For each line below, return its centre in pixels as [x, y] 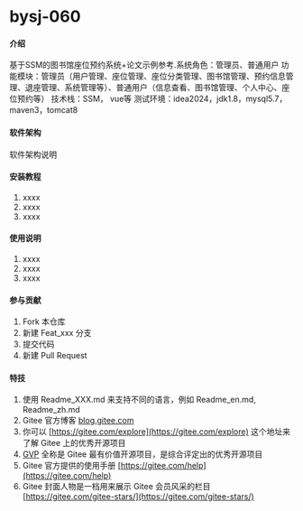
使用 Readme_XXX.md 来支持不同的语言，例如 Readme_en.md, [139, 400]
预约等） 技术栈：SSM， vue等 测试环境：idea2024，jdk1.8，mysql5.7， [152, 99]
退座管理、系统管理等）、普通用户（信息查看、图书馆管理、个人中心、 [153, 88]
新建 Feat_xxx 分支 [57, 333]
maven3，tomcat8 [44, 110]
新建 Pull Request [55, 356]
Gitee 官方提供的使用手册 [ [72, 466]
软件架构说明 [33, 154]
